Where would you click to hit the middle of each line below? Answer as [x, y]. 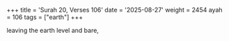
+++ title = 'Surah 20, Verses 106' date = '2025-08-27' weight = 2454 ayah [115, 10]
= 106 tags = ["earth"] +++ [45, 17]
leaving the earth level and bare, [53, 30]
